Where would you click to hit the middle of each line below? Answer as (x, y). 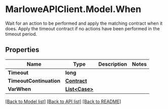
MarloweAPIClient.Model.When (73, 9)
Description (113, 64)
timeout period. (21, 34)
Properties (22, 50)
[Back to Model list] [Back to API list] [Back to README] (63, 101)
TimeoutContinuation (34, 81)
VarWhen (19, 89)
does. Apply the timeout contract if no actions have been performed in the (83, 28)
